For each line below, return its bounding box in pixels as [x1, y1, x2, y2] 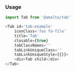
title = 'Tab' [14, 33, 39, 38]
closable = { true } [14, 38, 49, 43]
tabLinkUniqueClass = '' [14, 47, 62, 52]
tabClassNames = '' [14, 43, 51, 48]
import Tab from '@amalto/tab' [5, 15, 71, 20]
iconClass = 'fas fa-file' [14, 29, 66, 34]
